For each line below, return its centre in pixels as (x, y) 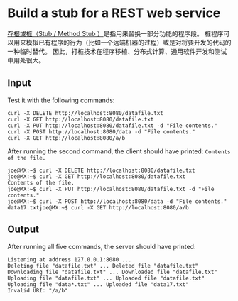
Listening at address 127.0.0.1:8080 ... (70, 259)
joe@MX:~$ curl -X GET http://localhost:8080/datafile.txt (97, 176)
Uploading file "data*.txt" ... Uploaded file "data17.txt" (98, 284)
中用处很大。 (26, 60)
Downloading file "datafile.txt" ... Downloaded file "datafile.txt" (113, 272)
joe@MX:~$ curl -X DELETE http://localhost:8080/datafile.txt (101, 170)
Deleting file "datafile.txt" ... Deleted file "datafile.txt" (103, 266)
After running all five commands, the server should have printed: (102, 246)
